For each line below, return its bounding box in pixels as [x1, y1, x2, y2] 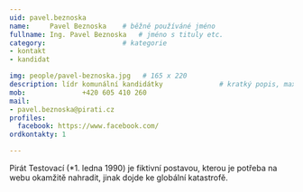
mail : [9, 96, 30, 105]
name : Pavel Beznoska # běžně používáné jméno [9, 22, 216, 31]
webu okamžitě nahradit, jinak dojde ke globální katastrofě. [9, 172, 228, 183]
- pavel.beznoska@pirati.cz [9, 105, 115, 114]
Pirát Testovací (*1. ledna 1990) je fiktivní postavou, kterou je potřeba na [9, 163, 278, 173]
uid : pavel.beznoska [9, 13, 87, 23]
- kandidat [9, 55, 50, 64]
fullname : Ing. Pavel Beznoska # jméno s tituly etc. [9, 30, 224, 39]
